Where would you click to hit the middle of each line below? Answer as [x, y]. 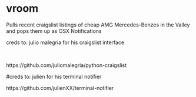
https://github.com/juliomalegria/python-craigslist [67, 65]
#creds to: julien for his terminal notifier [54, 76]
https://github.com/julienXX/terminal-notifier [60, 88]
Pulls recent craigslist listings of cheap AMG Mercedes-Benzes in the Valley [98, 25]
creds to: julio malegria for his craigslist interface [65, 42]
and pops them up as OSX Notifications [54, 31]
